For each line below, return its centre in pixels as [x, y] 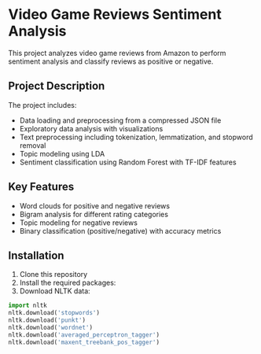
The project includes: [42, 105]
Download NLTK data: [55, 291]
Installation [36, 255]
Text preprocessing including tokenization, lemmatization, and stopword [136, 137]
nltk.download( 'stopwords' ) [54, 313]
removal [33, 145]
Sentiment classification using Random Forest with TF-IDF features [128, 162]
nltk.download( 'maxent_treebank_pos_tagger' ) [84, 342]
